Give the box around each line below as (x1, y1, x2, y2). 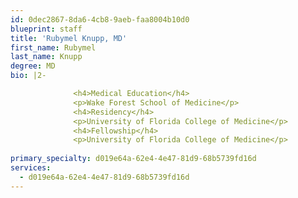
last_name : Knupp (10, 52, 83, 62)
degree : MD (10, 61, 56, 71)
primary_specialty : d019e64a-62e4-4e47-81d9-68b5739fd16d (10, 154, 257, 164)
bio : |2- (10, 71, 47, 81)
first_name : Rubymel (10, 42, 97, 53)
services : (10, 163, 52, 173)
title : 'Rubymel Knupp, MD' (10, 33, 128, 43)
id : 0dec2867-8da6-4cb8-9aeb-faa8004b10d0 (10, 14, 190, 25)
